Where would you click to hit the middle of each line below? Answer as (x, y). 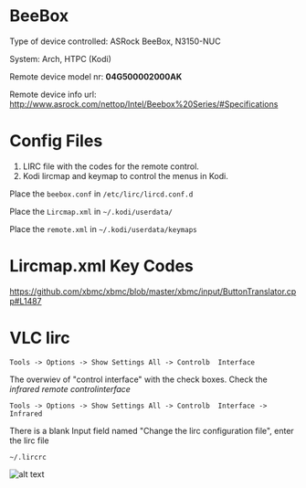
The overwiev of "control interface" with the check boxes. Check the (138, 379)
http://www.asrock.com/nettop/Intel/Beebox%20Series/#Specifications (144, 104)
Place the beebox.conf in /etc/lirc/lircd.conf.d (101, 194)
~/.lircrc (28, 457)
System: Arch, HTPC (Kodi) (60, 58)
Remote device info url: (53, 94)
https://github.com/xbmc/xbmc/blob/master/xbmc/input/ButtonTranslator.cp (153, 291)
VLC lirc (40, 338)
